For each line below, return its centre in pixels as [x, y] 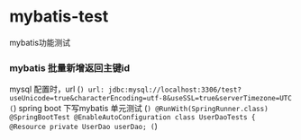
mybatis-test [59, 17]
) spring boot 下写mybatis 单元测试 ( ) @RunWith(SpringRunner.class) [141, 109]
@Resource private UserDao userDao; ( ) [83, 127]
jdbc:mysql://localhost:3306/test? [174, 90]
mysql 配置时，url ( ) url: [57, 89]
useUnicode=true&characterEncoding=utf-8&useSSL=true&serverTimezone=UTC [151, 99]
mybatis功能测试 [40, 42]
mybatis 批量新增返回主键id [70, 67]
